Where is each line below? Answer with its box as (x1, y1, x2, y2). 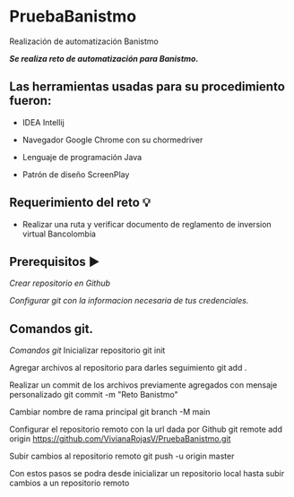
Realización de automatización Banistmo (9, 36, 159, 47)
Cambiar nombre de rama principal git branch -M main (9, 407, 211, 417)
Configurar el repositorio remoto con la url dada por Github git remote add (9, 424, 282, 435)
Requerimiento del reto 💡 (9, 195, 151, 210)
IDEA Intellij (22, 116, 65, 127)
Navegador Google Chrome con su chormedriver (22, 134, 203, 145)
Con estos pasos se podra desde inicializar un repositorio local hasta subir (9, 468, 285, 479)
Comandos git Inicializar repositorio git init (9, 345, 166, 356)
